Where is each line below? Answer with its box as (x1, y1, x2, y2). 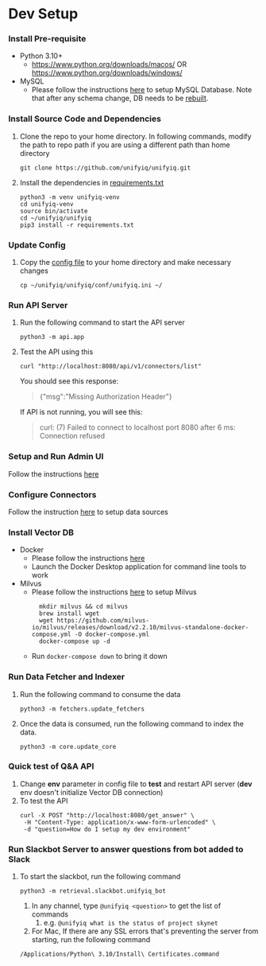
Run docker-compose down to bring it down (31, 652, 168, 661)
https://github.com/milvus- (56, 617, 149, 625)
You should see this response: (19, 376, 119, 386)
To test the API (19, 796, 68, 805)
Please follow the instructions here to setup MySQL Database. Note (31, 85, 253, 95)
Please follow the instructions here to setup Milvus (31, 587, 197, 597)
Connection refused (39, 431, 106, 441)
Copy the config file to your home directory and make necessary (19, 258, 232, 267)
